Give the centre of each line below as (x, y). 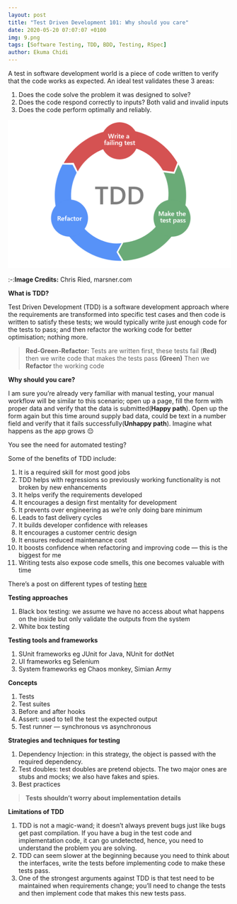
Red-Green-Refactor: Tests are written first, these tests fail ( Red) (121, 350)
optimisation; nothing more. (48, 337)
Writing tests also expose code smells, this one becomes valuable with (121, 562)
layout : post (27, 15)
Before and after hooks (52, 711)
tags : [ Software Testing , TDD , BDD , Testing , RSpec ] (87, 45)
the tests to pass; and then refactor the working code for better (100, 329)
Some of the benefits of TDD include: (62, 458)
